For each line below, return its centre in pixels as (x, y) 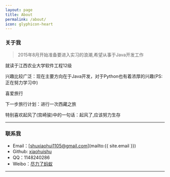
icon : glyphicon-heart (29, 24)
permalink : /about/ (26, 19)
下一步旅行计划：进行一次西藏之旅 (41, 104)
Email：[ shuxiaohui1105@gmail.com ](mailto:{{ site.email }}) (74, 146)
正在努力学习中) (22, 82)
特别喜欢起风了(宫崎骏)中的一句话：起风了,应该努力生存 (63, 115)
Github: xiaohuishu (32, 151)
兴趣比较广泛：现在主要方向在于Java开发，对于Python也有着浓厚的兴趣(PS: (84, 76)
